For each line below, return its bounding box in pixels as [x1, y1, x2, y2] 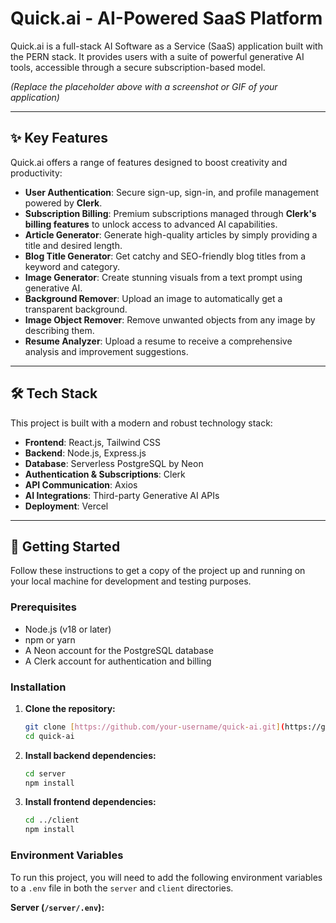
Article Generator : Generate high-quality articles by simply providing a [24, 228, 318, 241]
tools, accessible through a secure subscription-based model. [10, 61, 266, 73]
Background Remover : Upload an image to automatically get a [24, 292, 283, 304]
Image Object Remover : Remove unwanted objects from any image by [24, 313, 316, 326]
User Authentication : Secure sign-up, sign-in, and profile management [24, 186, 320, 198]
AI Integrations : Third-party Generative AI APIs [24, 489, 220, 501]
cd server [24, 768, 67, 779]
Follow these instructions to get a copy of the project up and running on [10, 565, 306, 577]
